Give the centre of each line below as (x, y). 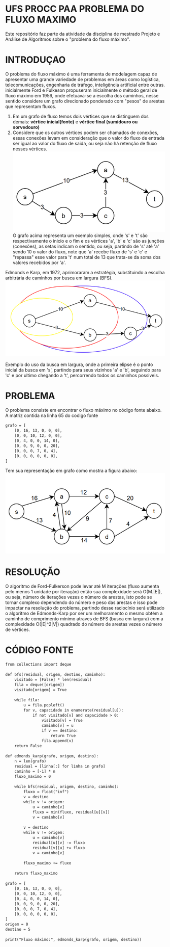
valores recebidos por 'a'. (39, 262)
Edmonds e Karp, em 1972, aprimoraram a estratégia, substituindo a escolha (85, 272)
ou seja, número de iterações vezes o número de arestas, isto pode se (79, 597)
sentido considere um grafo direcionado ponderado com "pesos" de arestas (85, 101)
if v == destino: (60, 730)
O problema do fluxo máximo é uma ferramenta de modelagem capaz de (81, 74)
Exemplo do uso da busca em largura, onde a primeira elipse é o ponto (79, 364)
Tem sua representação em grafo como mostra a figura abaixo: (71, 470)
